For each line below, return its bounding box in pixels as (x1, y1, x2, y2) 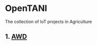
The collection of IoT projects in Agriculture (5, 19, 92, 24)
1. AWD (5, 33, 27, 41)
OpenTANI (5, 3, 47, 14)
